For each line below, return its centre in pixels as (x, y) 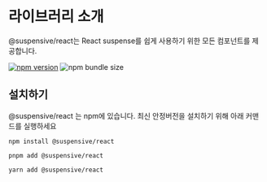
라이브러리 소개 (56, 17)
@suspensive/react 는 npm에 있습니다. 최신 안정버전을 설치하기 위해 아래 (126, 115)
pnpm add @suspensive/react (56, 155)
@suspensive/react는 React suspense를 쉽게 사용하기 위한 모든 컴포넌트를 (129, 41)
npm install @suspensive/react (61, 141)
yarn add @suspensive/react (56, 170)
